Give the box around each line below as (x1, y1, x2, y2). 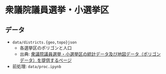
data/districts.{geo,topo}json (12, 40, 77, 45)
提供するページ (41, 57, 72, 63)
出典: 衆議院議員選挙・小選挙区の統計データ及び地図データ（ (19, 51, 144, 57)
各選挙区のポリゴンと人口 (19, 45, 72, 51)
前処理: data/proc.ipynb (12, 64, 62, 69)
